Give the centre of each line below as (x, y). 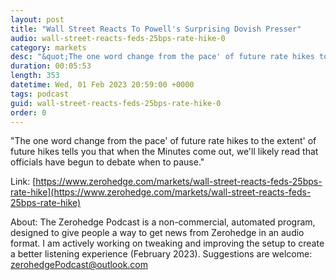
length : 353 (35, 76)
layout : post (37, 19)
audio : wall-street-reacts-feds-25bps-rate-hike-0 (118, 38)
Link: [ (23, 182)
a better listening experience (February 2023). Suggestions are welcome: (161, 254)
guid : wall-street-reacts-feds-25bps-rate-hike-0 (116, 103)
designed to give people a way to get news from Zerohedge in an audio (157, 233)
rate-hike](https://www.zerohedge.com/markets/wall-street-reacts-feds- (161, 192)
